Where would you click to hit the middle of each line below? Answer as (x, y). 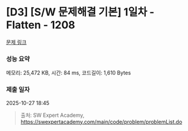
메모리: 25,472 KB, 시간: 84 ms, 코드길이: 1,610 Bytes (68, 73)
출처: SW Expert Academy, (52, 115)
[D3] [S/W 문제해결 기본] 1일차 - (80, 12)
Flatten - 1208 (41, 25)
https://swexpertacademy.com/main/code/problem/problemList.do (101, 122)
